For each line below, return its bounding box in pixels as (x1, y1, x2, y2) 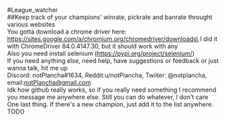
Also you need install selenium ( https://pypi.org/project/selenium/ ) (7, 49, 195, 57)
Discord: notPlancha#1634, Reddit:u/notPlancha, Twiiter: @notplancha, (7, 71, 207, 79)
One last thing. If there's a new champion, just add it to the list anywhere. (7, 100, 214, 108)
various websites (7, 21, 56, 28)
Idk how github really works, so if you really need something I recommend (7, 85, 216, 94)
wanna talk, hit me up (7, 64, 68, 72)
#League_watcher (7, 6, 58, 14)
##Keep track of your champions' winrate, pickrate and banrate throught (7, 13, 213, 21)
